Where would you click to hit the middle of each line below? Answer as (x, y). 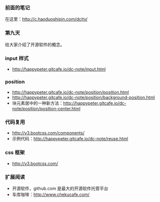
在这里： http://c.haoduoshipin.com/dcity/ (46, 19)
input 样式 (17, 58)
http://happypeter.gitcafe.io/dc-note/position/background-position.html (83, 98)
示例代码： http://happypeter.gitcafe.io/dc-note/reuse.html (70, 139)
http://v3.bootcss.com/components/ (48, 133)
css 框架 (15, 152)
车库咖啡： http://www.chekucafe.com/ (51, 195)
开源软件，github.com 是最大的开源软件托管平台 (60, 188)
